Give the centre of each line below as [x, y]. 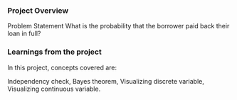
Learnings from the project [54, 52]
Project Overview [38, 11]
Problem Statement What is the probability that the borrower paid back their [118, 26]
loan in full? [24, 33]
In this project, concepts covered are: [62, 67]
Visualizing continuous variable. [54, 89]
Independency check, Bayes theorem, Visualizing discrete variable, [106, 81]
